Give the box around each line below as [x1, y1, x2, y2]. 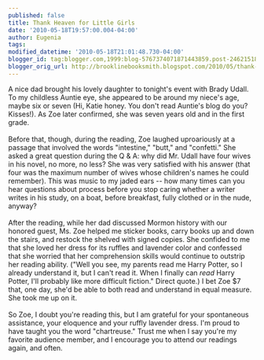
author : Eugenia [8, 33, 61, 42]
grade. [8, 117, 30, 127]
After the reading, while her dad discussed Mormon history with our [8, 218, 228, 227]
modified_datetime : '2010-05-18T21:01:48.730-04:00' [8, 48, 185, 56]
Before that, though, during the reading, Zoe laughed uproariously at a [8, 134, 236, 144]
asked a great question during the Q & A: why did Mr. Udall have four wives [8, 151, 251, 160]
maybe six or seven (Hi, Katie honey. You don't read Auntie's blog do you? [8, 101, 248, 110]
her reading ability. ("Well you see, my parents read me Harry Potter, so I [8, 259, 243, 269]
